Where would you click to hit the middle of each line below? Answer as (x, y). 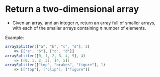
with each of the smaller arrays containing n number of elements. (79, 28)
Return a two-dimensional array (72, 9)
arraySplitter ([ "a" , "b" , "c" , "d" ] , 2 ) (48, 46)
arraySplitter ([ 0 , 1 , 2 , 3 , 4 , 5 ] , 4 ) (45, 56)
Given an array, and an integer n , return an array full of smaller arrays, (84, 23)
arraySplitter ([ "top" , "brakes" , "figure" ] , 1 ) (55, 65)
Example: (15, 38)
